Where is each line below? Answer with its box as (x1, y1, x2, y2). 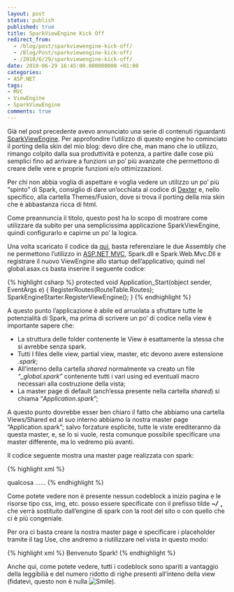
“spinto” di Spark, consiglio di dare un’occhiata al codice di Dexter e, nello (7, 185, 220, 193)
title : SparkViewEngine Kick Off (7, 29, 105, 37)
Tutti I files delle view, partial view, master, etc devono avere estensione (17, 349, 224, 358)
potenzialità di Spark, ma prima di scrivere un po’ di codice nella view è (7, 313, 212, 322)
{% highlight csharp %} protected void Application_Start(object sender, (7, 278, 212, 286)
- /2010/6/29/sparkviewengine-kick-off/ (13, 56, 133, 63)
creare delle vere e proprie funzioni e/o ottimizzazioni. (7, 164, 163, 172)
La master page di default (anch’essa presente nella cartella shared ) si (17, 386, 220, 395)
